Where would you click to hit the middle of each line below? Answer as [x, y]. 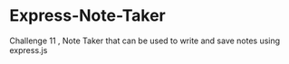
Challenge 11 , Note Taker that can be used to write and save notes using [145, 41]
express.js [29, 50]
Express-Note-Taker [87, 16]
